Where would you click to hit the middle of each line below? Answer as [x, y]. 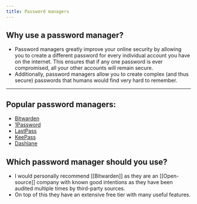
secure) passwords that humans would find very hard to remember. [96, 80]
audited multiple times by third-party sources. [70, 189]
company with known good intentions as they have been [105, 182]
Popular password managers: [61, 104]
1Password [28, 125]
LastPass [26, 131]
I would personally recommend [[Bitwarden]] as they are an [86, 176]
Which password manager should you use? [87, 162]
